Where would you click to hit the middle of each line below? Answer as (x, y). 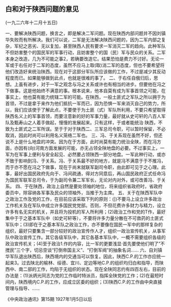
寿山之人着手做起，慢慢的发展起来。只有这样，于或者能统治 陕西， (88, 122)
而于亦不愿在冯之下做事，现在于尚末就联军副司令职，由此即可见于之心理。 (83, 167)
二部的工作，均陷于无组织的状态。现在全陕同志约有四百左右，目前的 (94, 269)
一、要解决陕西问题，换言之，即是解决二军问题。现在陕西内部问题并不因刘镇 (85, 33)
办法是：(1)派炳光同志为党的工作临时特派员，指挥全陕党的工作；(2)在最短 (82, 275)
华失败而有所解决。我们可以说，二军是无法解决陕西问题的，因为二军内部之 (83, 39)
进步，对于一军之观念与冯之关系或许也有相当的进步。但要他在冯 (94, 84)
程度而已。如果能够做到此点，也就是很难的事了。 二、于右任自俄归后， (79, 78)
